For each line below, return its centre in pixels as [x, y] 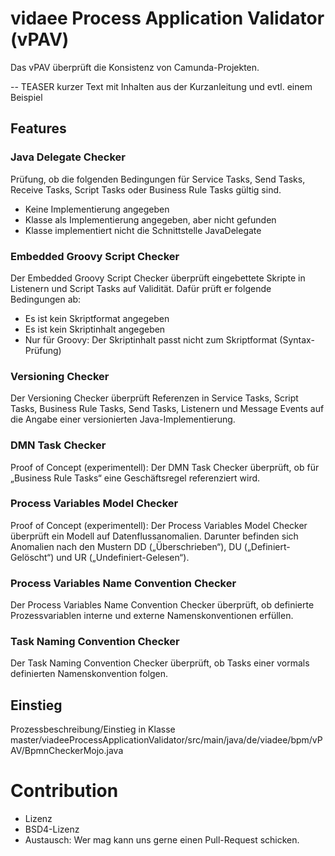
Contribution [64, 791]
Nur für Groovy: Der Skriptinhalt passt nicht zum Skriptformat [151, 339]
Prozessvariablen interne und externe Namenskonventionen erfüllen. [152, 616]
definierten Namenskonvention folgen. [89, 674]
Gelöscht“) [32, 557]
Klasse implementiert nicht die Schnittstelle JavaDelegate [143, 230]
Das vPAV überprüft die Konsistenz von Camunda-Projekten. [135, 67]
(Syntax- [297, 339]
